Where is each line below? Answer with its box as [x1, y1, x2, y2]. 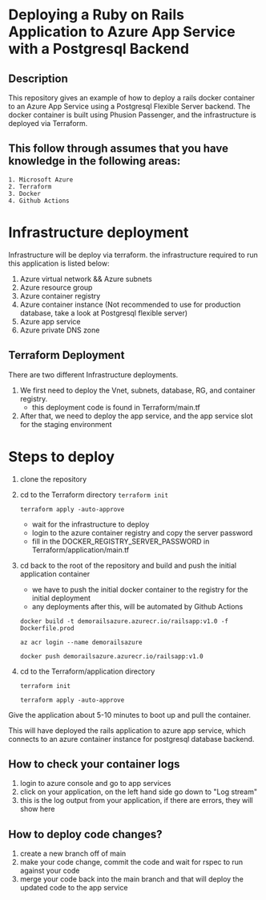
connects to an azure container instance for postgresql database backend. [8, 734, 255, 743]
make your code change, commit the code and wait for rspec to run [19, 857, 244, 867]
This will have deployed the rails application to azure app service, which [8, 725, 246, 735]
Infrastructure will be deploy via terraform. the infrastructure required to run [8, 250, 259, 259]
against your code [19, 865, 80, 876]
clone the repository [19, 474, 87, 483]
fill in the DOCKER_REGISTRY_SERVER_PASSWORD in [31, 536, 210, 546]
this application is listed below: [8, 259, 110, 268]
